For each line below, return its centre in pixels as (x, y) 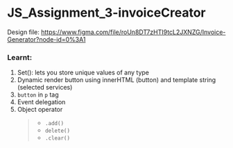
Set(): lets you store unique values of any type (83, 73)
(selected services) (45, 88)
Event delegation (41, 102)
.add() (54, 124)
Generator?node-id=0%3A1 (46, 39)
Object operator (40, 110)
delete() (58, 131)
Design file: (23, 32)
